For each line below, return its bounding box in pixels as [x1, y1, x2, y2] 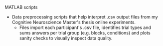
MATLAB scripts [4, 4, 38, 10]
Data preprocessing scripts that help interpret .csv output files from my [11, 14, 158, 19]
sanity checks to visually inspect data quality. [19, 35, 113, 41]
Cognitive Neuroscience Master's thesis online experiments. [11, 19, 136, 25]
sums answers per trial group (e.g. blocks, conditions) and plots [19, 30, 151, 35]
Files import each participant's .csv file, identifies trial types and [19, 24, 152, 30]
